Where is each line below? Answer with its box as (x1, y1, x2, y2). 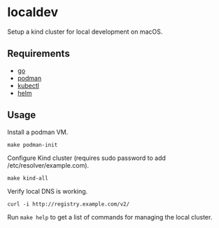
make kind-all (7, 175, 49, 182)
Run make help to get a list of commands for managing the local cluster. (7, 213, 213, 221)
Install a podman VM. (7, 128, 69, 136)
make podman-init (7, 141, 58, 148)
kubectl (17, 81, 40, 90)
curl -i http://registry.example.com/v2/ (7, 201, 130, 208)
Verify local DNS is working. (7, 187, 88, 195)
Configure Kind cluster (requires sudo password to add (7, 154, 167, 162)
